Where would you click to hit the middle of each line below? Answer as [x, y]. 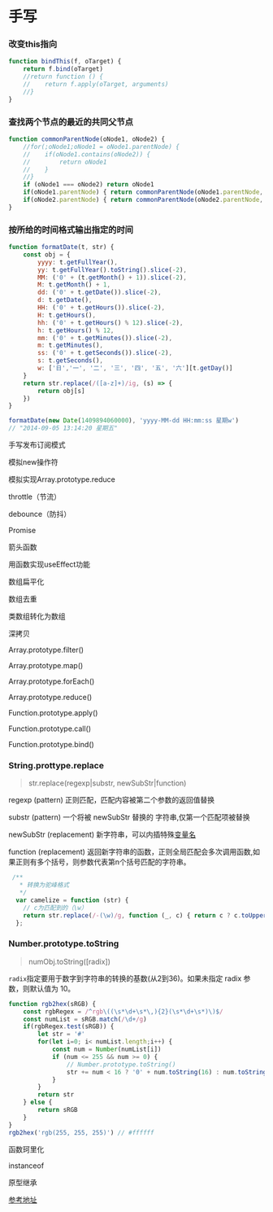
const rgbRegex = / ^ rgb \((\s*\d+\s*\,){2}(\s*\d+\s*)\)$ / [123, 1011]
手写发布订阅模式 [37, 445]
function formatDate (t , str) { [61, 247]
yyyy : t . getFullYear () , [78, 262]
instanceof [26, 1166]
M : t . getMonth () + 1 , [74, 285]
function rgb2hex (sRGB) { [52, 1004]
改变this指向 [33, 44]
